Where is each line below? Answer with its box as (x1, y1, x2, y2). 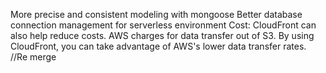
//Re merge (10, 51, 57, 63)
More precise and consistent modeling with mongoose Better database (10, 9, 303, 20)
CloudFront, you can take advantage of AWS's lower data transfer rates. (10, 40, 307, 52)
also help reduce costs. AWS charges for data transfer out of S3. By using (10, 30, 315, 41)
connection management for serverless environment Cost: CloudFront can (10, 19, 317, 31)
